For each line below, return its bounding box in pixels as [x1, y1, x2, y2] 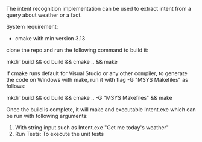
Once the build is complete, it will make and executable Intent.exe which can [6, 106, 196, 113]
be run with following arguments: [6, 113, 89, 119]
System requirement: [6, 23, 58, 30]
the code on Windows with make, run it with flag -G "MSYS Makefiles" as [6, 76, 188, 83]
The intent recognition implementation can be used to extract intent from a [6, 5, 192, 12]
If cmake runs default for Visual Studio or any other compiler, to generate [6, 70, 188, 77]
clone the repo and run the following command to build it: [6, 46, 149, 54]
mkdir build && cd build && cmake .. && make [6, 58, 118, 65]
